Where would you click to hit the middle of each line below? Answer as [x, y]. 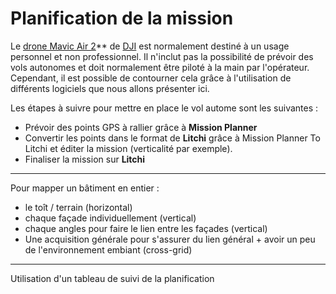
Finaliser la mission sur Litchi [85, 159]
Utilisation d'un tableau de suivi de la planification [112, 278]
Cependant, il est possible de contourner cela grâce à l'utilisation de [151, 78]
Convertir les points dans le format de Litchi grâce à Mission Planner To [172, 138]
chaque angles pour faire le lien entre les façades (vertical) [146, 228]
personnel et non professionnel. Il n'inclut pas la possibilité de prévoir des [162, 56]
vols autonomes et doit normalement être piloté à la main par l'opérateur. [160, 67]
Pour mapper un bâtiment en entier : [85, 188]
